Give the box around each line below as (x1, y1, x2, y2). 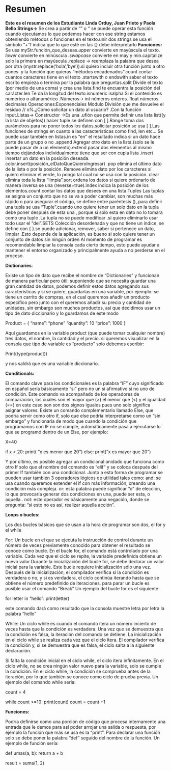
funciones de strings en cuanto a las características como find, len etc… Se (5, 128, 163, 134)
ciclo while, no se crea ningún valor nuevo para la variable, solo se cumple (5, 663, 161, 669)
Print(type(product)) (5, 350, 47, 356)
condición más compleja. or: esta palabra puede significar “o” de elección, (5, 485, 161, 491)
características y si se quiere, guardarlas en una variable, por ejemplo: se (5, 288, 159, 294)
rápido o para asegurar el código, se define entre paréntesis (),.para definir (5, 198, 163, 204)
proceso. (5, 253, 24, 259)
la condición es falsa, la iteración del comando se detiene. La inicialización (5, 631, 162, 637)
